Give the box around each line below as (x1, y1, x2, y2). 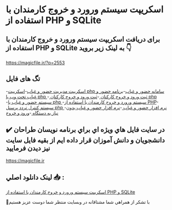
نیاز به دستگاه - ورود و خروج (6, 110, 58, 116)
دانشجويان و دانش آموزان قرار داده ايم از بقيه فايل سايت (6, 136, 165, 144)
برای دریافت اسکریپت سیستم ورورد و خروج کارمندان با (6, 35, 160, 44)
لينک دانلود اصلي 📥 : (6, 173, 64, 182)
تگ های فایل (6, 74, 40, 83)
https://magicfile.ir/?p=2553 (6, 60, 65, 66)
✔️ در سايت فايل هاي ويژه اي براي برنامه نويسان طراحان (6, 125, 165, 134)
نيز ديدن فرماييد (6, 144, 50, 153)
